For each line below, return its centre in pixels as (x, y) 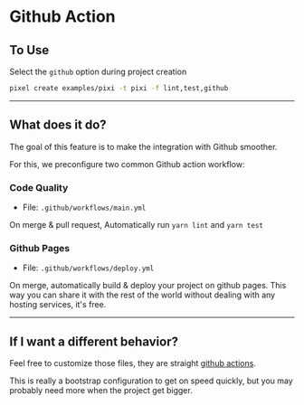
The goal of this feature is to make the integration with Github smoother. (143, 146)
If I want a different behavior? (94, 341)
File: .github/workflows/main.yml (84, 207)
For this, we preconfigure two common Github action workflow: (127, 164)
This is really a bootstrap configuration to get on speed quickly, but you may (152, 381)
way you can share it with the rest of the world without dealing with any (142, 295)
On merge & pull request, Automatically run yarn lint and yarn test (137, 224)
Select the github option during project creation (98, 71)
